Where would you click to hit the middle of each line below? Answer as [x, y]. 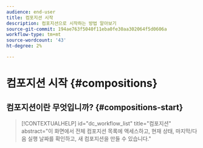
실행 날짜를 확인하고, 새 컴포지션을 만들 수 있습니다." [89, 138]
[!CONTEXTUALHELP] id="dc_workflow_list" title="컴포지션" [96, 123]
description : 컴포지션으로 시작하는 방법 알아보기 [61, 23]
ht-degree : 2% [24, 46]
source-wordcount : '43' [36, 40]
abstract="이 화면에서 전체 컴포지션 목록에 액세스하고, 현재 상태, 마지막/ [107, 131]
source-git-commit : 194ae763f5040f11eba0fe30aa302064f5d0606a [87, 29]
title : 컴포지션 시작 [30, 18]
